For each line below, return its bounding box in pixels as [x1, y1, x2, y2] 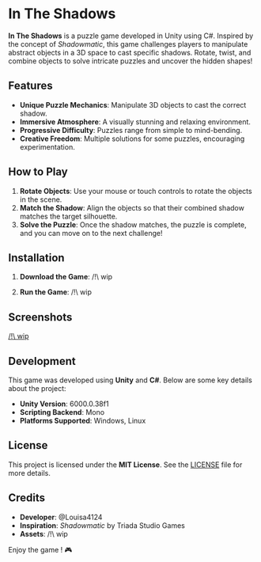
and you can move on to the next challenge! [19, 228, 163, 237]
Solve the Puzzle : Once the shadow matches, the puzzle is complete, [19, 219, 247, 230]
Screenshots [8, 310, 73, 324]
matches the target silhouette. [19, 211, 118, 221]
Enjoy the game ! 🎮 [8, 545, 73, 554]
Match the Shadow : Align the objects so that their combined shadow [19, 203, 245, 212]
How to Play [8, 165, 69, 179]
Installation [8, 251, 65, 264]
